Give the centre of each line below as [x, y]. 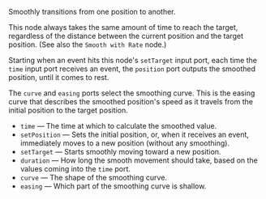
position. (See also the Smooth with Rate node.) [88, 44]
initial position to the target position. [68, 110]
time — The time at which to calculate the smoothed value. [118, 126]
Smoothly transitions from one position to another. [92, 12]
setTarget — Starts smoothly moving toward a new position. [120, 152]
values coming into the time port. [75, 169]
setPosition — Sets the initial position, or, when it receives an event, [135, 134]
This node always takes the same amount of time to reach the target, [123, 27]
